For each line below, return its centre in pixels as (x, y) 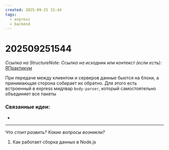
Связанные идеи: (28, 107)
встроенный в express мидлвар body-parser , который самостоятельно (81, 89)
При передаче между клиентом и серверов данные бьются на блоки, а (82, 78)
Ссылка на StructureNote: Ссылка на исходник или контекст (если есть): (83, 63)
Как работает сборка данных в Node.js (54, 142)
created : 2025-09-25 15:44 (33, 10)
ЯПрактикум (19, 68)
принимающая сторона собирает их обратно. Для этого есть (71, 83)
